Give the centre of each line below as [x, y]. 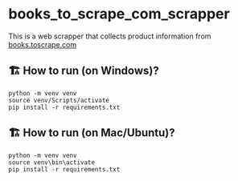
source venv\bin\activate [51, 162]
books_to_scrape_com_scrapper [119, 14]
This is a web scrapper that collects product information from [110, 36]
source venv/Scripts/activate [59, 100]
